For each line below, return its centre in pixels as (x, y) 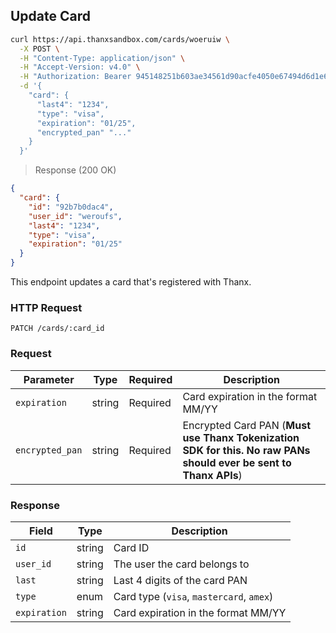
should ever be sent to (237, 462)
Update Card (51, 16)
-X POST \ (39, 49)
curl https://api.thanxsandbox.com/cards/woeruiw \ (120, 39)
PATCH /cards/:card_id (57, 329)
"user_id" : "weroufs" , (75, 216)
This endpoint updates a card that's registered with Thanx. (131, 282)
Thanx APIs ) (212, 475)
